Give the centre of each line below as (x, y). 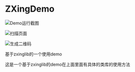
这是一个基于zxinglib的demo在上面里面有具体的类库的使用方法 (68, 64)
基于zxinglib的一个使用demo (34, 54)
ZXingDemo (30, 9)
